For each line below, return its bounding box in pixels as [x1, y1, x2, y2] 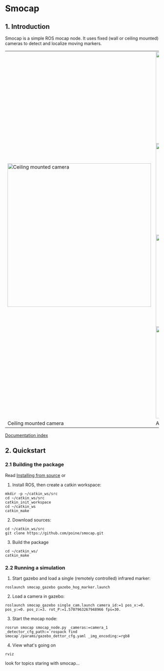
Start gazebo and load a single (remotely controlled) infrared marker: [12, 575, 151, 581]
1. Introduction [5, 22, 50, 31]
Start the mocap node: [12, 615, 58, 621]
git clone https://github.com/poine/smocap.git [5, 531, 104, 536]
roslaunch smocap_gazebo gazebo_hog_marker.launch [5, 584, 110, 589]
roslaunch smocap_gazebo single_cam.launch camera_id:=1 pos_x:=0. [5, 603, 145, 607]
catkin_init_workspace [5, 499, 51, 505]
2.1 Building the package [5, 461, 64, 468]
